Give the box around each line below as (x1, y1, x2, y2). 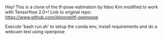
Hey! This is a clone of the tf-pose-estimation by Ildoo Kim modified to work (5, 4, 158, 10)
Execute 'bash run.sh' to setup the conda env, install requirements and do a (5, 24, 158, 29)
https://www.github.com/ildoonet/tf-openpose (5, 14, 98, 20)
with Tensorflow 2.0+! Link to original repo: (5, 9, 92, 15)
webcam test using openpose (5, 29, 65, 34)
